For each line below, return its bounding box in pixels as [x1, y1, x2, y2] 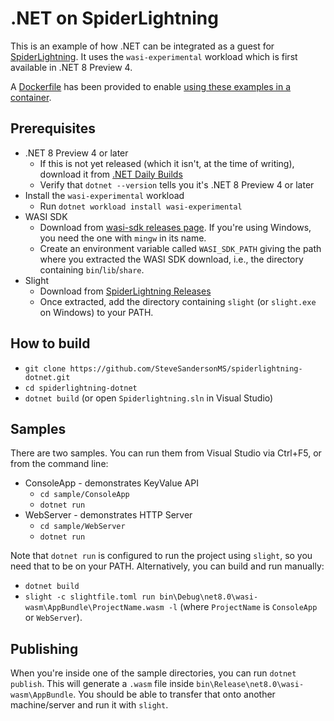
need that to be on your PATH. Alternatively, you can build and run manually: [10, 560, 325, 572]
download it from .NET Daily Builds [39, 168, 183, 180]
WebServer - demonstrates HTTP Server [24, 509, 193, 521]
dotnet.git [24, 372, 71, 382]
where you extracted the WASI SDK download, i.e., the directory [39, 253, 304, 265]
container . [10, 91, 52, 103]
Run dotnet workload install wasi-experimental [39, 200, 243, 212]
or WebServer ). [24, 612, 83, 624]
